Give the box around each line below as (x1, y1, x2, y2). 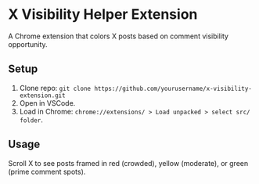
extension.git (19, 92, 66, 99)
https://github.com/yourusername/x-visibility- (93, 85, 253, 92)
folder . (19, 115, 43, 124)
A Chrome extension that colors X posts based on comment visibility (8, 31, 229, 41)
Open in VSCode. (19, 98, 76, 107)
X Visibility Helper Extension (8, 5, 198, 23)
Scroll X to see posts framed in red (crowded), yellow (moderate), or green (8, 158, 249, 168)
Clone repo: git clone (19, 83, 92, 92)
